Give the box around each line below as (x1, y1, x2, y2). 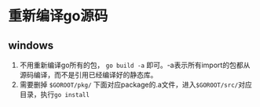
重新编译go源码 (8, 7, 108, 25)
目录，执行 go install (19, 90, 90, 98)
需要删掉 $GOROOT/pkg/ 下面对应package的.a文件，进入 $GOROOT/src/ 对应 (19, 80, 253, 89)
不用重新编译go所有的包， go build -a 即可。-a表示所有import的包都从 (19, 60, 251, 70)
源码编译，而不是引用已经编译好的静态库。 (19, 70, 158, 79)
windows (8, 38, 54, 52)
